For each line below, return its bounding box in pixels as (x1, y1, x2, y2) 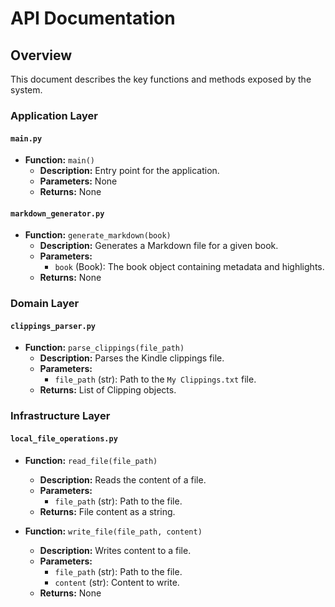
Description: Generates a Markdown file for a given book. (39, 240, 279, 252)
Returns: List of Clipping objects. (39, 384, 177, 396)
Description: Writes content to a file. (39, 544, 192, 556)
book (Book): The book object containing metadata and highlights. (54, 261, 325, 273)
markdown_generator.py (10, 208, 105, 219)
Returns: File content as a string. (39, 505, 176, 517)
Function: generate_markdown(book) (24, 229, 172, 241)
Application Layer (10, 108, 98, 122)
